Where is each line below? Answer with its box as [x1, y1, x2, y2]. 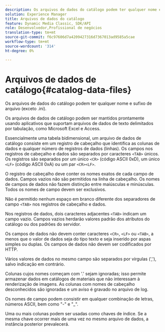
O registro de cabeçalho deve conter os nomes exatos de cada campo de [5, 171, 154, 177]
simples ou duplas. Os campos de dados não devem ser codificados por [5, 241, 152, 247]
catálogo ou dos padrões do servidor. [5, 221, 81, 227]
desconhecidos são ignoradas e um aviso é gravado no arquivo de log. [5, 286, 149, 293]
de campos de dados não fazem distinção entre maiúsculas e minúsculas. [5, 181, 155, 187]
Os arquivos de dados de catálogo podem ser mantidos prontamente [5, 115, 145, 121]
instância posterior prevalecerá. [5, 321, 70, 327]
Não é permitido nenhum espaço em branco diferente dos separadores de [5, 196, 156, 202]
